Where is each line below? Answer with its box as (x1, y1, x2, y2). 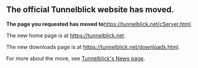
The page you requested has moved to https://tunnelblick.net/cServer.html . (6, 20, 193, 27)
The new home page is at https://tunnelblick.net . (6, 32, 126, 39)
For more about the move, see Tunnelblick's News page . (6, 54, 145, 61)
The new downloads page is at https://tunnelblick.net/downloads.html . (6, 43, 180, 50)
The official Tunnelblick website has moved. (6, 5, 175, 15)
